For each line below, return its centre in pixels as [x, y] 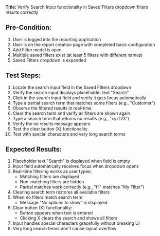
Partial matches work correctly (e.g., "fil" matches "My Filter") [82, 187]
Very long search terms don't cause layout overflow [64, 229]
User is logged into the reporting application [57, 39]
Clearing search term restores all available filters [61, 192]
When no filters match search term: [48, 197]
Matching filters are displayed [50, 177]
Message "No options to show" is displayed [63, 203]
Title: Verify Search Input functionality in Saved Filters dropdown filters [77, 7]
